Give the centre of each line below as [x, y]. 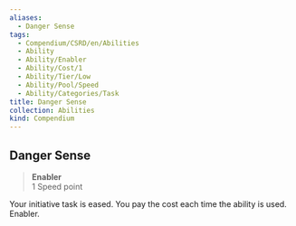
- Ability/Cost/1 [50, 69]
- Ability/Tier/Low [54, 77]
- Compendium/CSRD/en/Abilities [79, 43]
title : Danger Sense [48, 102]
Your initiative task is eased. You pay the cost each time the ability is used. [148, 203]
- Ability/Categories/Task [68, 93]
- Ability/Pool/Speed [58, 85]
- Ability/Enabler [53, 60]
